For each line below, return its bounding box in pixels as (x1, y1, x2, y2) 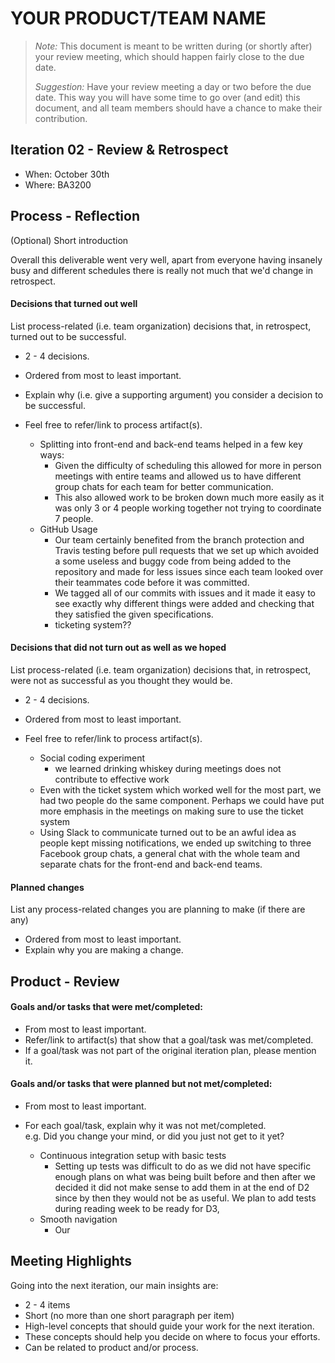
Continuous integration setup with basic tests (39, 1149, 227, 1161)
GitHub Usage (39, 523, 98, 535)
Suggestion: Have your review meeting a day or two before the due (34, 80, 312, 92)
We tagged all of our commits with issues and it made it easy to (54, 587, 317, 599)
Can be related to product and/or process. (24, 1341, 199, 1353)
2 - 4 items (24, 1298, 71, 1311)
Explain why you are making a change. (24, 944, 184, 956)
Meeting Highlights (10, 1253, 133, 1270)
